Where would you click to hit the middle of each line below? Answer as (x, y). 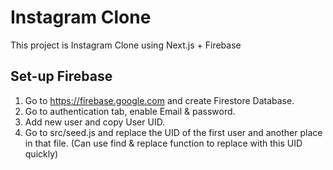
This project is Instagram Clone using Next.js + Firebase (126, 45)
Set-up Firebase (61, 76)
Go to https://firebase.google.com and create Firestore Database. (159, 100)
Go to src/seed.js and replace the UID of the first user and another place (173, 132)
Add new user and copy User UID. (95, 122)
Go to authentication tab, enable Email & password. (130, 111)
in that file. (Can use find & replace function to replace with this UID (163, 143)
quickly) (41, 153)
